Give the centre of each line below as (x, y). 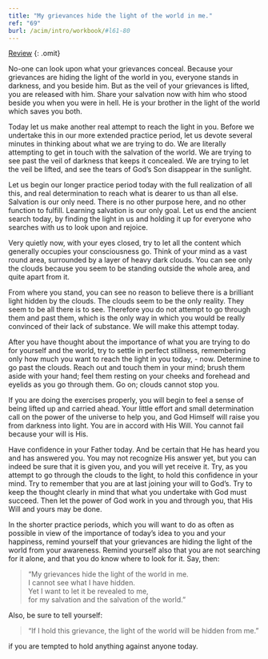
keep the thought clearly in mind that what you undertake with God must (128, 492)
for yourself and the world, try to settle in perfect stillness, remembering (127, 351)
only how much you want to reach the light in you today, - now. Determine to (134, 359)
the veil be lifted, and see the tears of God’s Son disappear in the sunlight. (130, 170)
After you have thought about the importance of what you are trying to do (129, 342)
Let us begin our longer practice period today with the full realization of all (130, 185)
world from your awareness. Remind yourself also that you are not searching (134, 550)
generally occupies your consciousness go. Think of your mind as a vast (128, 251)
